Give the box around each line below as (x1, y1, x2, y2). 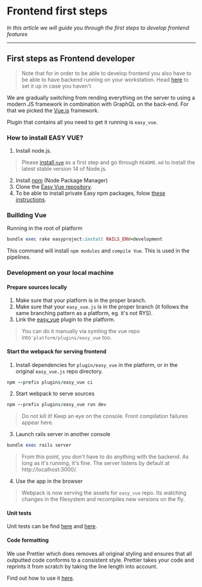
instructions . (15, 196, 47, 203)
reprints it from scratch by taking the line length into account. (7, 562, 158, 570)
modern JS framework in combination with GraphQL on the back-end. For (7, 100, 189, 108)
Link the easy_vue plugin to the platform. (15, 316, 116, 323)
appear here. (21, 419, 53, 426)
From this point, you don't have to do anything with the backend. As (21, 453, 189, 461)
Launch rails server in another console (15, 431, 110, 438)
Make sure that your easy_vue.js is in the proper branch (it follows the (15, 303, 189, 310)
